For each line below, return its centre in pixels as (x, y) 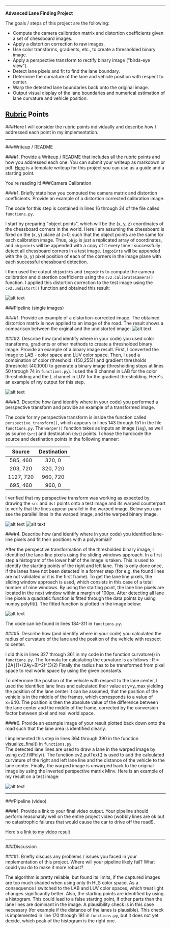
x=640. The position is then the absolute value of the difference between (82, 702)
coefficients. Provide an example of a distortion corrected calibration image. (85, 198)
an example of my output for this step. (45, 382)
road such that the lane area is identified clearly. (56, 728)
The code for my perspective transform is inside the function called (76, 417)
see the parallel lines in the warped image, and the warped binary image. (82, 514)
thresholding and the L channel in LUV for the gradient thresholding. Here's (84, 376)
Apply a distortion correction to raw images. (59, 44)
